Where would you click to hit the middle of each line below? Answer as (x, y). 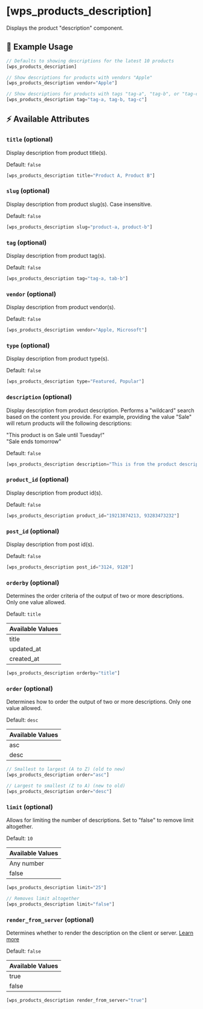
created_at (24, 659)
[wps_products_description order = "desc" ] (59, 791)
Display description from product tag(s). (56, 256)
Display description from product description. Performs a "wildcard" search (100, 410)
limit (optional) (30, 807)
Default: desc (22, 720)
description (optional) (39, 397)
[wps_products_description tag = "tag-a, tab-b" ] (67, 279)
